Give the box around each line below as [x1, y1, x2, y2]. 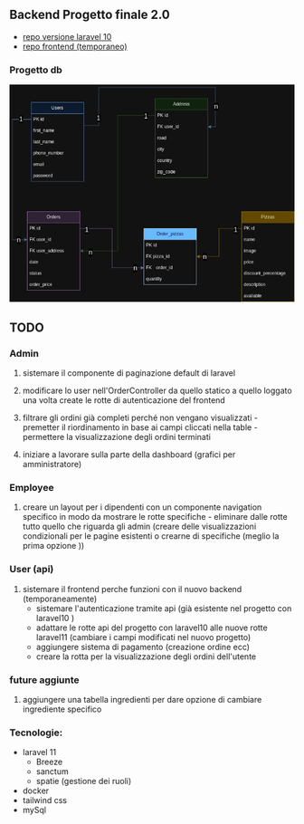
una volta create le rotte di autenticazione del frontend [22, 395, 226, 406]
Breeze [35, 756, 63, 768]
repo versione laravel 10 [22, 31, 112, 42]
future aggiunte [9, 674, 80, 686]
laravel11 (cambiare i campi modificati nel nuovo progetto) [35, 631, 252, 642]
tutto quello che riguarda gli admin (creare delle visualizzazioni [22, 521, 257, 532]
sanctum [35, 766, 70, 777]
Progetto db [9, 63, 63, 76]
